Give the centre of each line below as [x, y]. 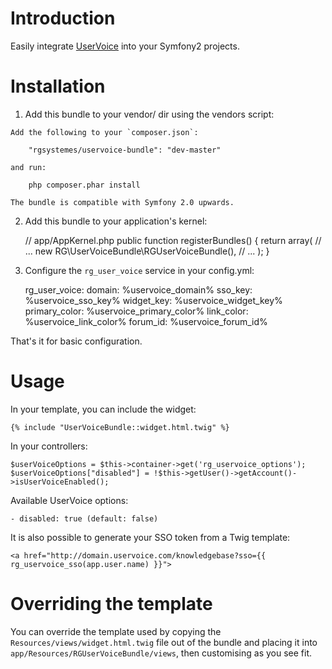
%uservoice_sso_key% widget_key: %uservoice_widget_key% [153, 300]
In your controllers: [49, 446]
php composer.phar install [84, 185]
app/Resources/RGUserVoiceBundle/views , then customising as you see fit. [161, 653]
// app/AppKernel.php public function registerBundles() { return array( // [173, 240]
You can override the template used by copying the [116, 631]
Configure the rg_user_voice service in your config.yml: [139, 270]
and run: [28, 167]
